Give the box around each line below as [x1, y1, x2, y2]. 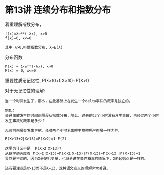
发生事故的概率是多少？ [5, 118, 46, 123]
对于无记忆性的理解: [5, 87, 46, 93]
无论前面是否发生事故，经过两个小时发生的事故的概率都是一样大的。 [5, 128, 122, 132]
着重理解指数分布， [5, 22, 44, 27]
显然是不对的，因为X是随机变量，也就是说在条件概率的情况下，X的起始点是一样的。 [5, 156, 148, 161]
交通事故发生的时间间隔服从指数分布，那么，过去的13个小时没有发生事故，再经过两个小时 [5, 113, 159, 118]
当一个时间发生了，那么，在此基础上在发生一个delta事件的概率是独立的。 [5, 98, 133, 103]
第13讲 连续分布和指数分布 [5, 4, 111, 16]
